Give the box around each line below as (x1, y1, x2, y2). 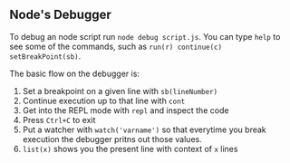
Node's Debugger (9, 7, 111, 23)
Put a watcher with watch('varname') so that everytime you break (22, 124, 267, 135)
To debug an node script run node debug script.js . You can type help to (9, 31, 281, 42)
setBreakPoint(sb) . (9, 50, 82, 62)
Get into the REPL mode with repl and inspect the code (22, 104, 229, 116)
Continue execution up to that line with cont (22, 95, 186, 106)
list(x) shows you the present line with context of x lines (22, 143, 238, 154)
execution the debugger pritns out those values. (22, 133, 202, 144)
